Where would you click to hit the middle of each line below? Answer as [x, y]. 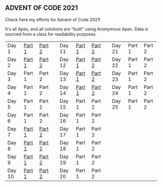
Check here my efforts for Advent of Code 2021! [53, 19]
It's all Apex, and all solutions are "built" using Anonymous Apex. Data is [77, 29]
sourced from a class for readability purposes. [51, 34]
